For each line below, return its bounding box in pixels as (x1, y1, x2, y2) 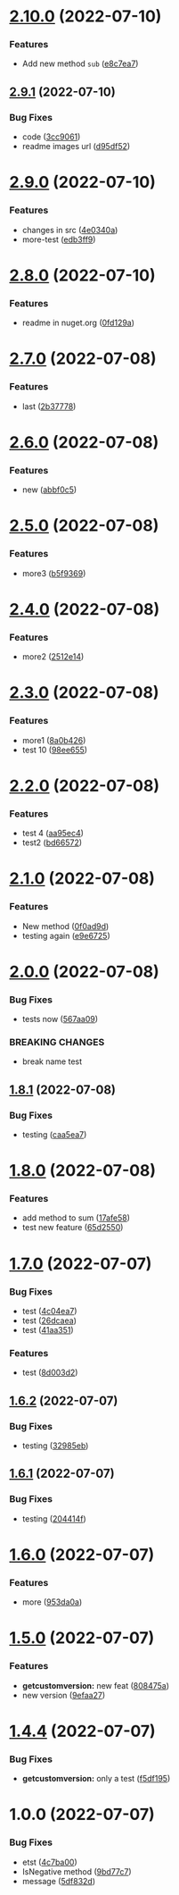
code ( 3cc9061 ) (21, 131, 81, 142)
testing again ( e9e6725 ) (21, 930, 110, 941)
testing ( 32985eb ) (21, 1440, 89, 1451)
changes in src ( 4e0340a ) (21, 224, 118, 235)
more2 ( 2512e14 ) (21, 651, 85, 662)
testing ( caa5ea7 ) (21, 1129, 87, 1140)
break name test (21, 1056, 83, 1067)
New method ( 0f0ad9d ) (21, 920, 110, 931)
